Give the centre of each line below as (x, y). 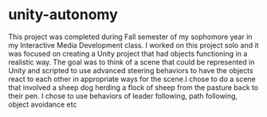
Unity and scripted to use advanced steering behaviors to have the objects (131, 70)
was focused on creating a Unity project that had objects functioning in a (128, 53)
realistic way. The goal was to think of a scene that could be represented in (132, 62)
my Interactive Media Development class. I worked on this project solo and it (133, 45)
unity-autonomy (63, 15)
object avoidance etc (43, 104)
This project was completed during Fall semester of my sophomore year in (130, 37)
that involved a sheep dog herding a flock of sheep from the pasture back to (133, 87)
